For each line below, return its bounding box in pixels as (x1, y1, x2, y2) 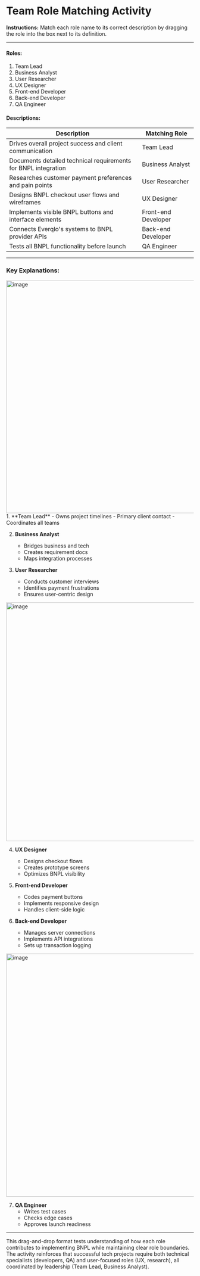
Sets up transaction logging (23, 941, 92, 948)
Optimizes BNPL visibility (23, 870, 85, 877)
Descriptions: (6, 114, 40, 122)
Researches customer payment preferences (9, 174, 132, 182)
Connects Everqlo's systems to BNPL (9, 225, 113, 234)
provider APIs (9, 232, 48, 241)
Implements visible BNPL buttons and (9, 208, 114, 216)
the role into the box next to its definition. (6, 30, 107, 37)
